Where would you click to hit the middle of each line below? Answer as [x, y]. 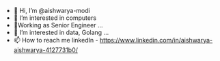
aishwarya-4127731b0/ [46, 50]
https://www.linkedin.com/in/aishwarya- [156, 40]
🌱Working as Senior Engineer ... [58, 25]
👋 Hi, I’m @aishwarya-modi [52, 11]
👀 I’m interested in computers [55, 18]
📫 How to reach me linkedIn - [56, 40]
